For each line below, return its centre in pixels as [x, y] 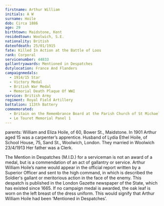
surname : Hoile [20, 19]
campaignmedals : [21, 73]
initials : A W [20, 14]
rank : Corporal [20, 55]
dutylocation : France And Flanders [41, 69]
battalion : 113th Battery [31, 105]
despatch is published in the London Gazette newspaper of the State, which [81, 183]
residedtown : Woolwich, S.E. [35, 37]
